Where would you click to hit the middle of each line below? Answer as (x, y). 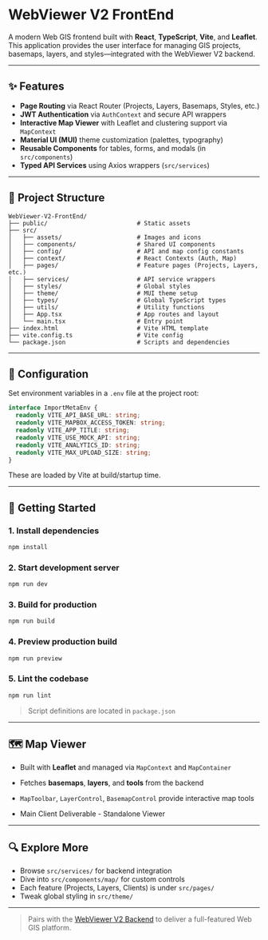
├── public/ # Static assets (100, 223)
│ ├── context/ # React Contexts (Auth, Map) (123, 258)
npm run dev (28, 584)
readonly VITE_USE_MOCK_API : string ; (78, 437)
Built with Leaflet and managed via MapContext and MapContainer (125, 767)
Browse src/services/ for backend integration (96, 871)
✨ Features (36, 87)
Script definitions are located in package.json (101, 711)
